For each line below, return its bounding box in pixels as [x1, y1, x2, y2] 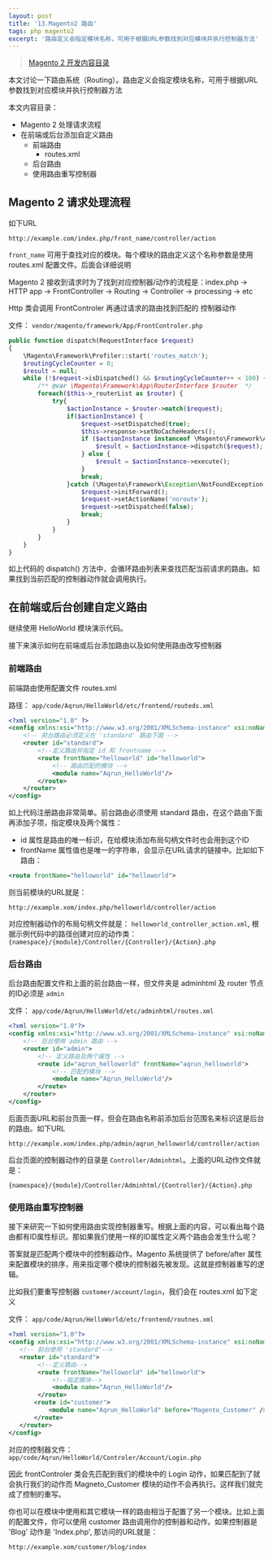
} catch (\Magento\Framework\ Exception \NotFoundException [66, 480, 264, 489]
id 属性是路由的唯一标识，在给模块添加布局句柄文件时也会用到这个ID [19, 835, 249, 845]
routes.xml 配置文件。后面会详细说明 [8, 260, 132, 270]
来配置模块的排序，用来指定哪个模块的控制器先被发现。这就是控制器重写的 [8, 1259, 258, 1269]
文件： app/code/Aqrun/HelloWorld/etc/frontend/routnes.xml [8, 1314, 214, 1324]
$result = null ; [23, 367, 79, 375]
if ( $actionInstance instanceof [80, 435, 191, 443]
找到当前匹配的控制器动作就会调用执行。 [15, 574, 151, 584]
